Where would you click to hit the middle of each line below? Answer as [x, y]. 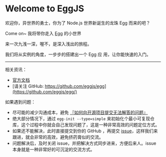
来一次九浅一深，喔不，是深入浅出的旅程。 [48, 44]
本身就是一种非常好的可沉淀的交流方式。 [53, 149]
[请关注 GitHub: [28, 86]
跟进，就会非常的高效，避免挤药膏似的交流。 [58, 137]
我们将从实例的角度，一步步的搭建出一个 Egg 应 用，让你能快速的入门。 [78, 54]
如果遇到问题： [20, 102]
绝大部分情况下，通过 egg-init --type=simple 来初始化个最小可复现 [81, 118]
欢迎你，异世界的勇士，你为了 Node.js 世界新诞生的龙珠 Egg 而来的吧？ [78, 23]
